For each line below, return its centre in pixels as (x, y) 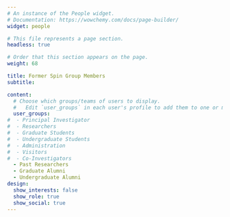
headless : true (29, 45)
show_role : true (36, 196)
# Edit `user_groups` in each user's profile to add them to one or (116, 107)
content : (20, 94)
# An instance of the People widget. (61, 13)
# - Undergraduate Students (49, 139)
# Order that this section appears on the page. (78, 58)
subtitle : (21, 82)
